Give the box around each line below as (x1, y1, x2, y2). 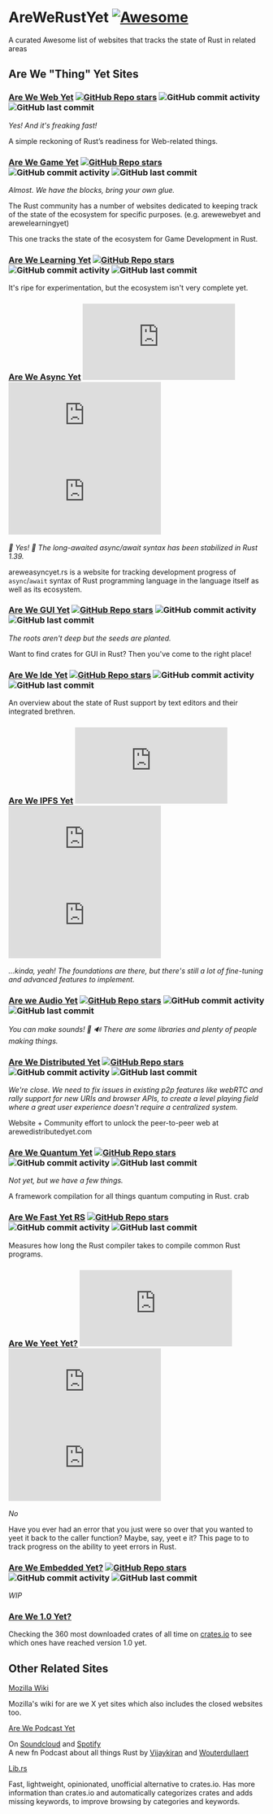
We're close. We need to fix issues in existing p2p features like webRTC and (8, 1085, 263, 1095)
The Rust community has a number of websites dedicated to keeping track (8, 200, 258, 211)
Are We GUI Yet (8, 605, 71, 616)
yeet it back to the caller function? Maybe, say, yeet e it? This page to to (8, 1532, 249, 1542)
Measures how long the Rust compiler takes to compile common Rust (8, 1240, 240, 1250)
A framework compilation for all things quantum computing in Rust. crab (8, 1191, 249, 1201)
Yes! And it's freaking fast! (8, 120, 97, 130)
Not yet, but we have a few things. (8, 1176, 123, 1186)
